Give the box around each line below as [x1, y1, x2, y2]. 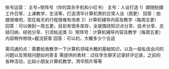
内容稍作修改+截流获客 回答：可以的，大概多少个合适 [5, 35, 116, 41]
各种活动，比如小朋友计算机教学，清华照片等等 [5, 59, 102, 64]
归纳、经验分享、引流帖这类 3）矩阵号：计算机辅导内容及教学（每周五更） [9, 29, 163, 35]
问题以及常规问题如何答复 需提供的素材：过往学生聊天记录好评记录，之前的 [5, 52, 161, 58]
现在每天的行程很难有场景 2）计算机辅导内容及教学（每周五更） [27, 17, 159, 22]
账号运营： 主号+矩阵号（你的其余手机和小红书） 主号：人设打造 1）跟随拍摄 [5, 4, 163, 10]
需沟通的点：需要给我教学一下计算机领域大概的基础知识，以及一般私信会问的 [5, 46, 164, 52]
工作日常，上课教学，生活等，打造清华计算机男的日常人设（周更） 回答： [5, 10, 156, 16]
